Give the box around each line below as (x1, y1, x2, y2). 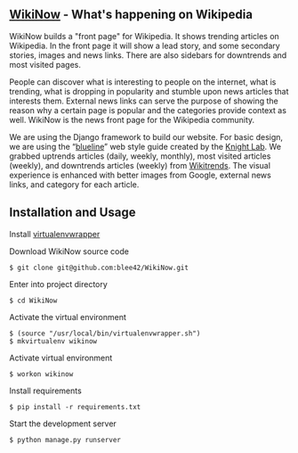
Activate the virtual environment (9, 311, 127, 322)
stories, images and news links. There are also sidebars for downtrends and (9, 49, 287, 61)
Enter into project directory (9, 278, 109, 289)
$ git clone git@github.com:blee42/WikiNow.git (9, 263, 189, 272)
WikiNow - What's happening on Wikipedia (9, 7, 254, 22)
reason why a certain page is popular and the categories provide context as (9, 104, 287, 115)
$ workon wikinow (9, 369, 74, 378)
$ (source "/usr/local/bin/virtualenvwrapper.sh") (9, 329, 201, 338)
